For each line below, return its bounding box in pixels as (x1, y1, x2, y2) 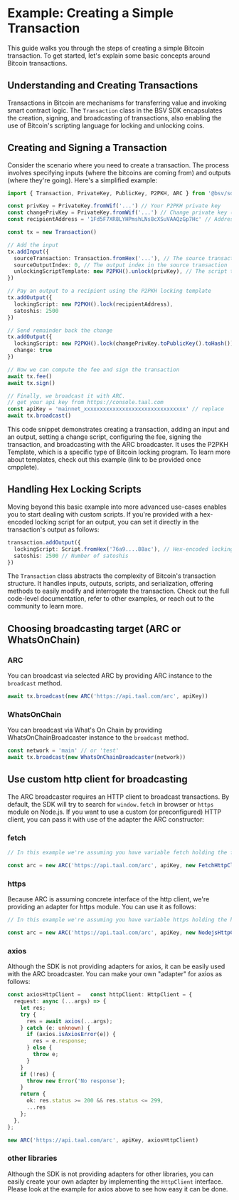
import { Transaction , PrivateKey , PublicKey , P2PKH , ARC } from (7, 190, 205, 197)
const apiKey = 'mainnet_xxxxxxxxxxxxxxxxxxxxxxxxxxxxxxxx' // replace (7, 405, 224, 413)
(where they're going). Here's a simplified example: (7, 176, 158, 185)
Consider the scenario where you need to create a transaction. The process (7, 160, 230, 169)
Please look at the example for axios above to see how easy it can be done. (7, 1184, 228, 1193)
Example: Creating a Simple (7, 5, 174, 21)
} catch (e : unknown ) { (20, 1024, 91, 1031)
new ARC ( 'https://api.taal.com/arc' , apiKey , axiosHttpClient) (7, 1137, 199, 1144)
